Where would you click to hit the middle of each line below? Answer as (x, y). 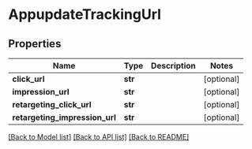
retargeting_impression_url (64, 117)
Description (173, 66)
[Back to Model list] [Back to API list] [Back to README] (99, 137)
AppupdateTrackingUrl (85, 15)
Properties (35, 44)
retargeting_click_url (52, 104)
